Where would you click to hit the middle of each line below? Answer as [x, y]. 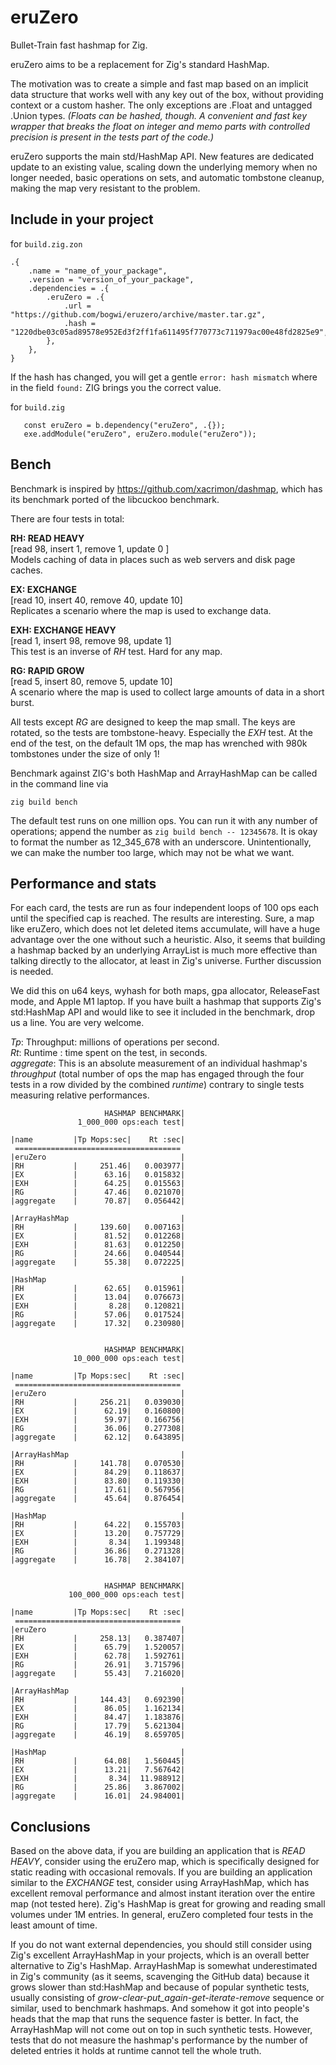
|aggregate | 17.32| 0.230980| [98, 1324]
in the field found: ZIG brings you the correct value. [116, 387]
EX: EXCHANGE [43, 589]
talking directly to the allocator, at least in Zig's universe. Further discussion [166, 961]
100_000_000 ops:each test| [127, 1595]
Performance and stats [83, 883]
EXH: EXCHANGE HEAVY [63, 630]
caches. [26, 570]
